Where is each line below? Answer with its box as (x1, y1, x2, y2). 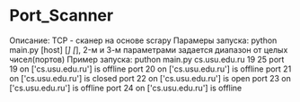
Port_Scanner (9, 5, 114, 26)
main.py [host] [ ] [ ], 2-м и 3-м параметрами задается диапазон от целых (9, 44, 288, 55)
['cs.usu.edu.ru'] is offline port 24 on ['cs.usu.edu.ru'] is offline (9, 82, 243, 93)
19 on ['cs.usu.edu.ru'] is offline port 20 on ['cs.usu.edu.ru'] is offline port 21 (9, 64, 292, 74)
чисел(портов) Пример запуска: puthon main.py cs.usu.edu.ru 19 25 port (9, 54, 285, 64)
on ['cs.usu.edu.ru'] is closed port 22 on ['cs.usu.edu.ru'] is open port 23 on (9, 72, 292, 83)
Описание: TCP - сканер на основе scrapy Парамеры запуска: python (9, 35, 278, 46)
